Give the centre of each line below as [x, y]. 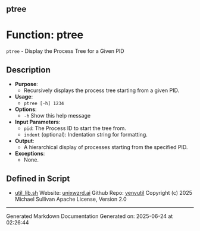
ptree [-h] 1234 [44, 104]
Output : [24, 141]
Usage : [24, 97]
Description [28, 70]
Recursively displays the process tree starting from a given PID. [101, 90]
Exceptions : [30, 154]
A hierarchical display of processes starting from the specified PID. [106, 147]
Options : [26, 109]
